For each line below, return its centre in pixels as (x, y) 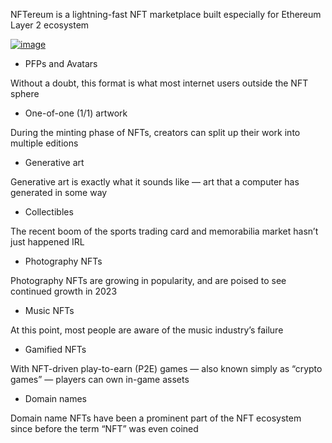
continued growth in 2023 (64, 291)
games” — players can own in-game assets (100, 379)
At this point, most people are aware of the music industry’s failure (147, 330)
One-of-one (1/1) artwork (76, 113)
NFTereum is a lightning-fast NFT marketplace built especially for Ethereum (166, 14)
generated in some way (59, 192)
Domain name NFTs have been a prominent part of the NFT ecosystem (156, 418)
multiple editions (44, 143)
